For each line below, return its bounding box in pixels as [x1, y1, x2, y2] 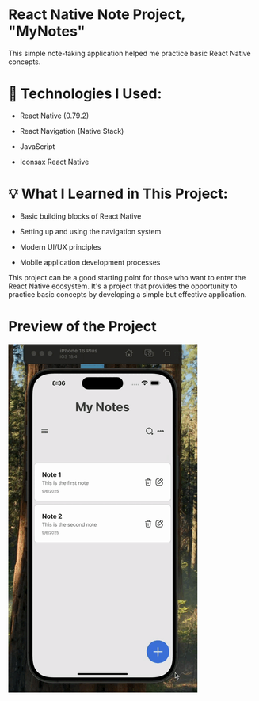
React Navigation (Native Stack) [19, 126, 124, 135]
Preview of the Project [8, 318, 157, 335]
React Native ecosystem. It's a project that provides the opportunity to [8, 281, 238, 291]
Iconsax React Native [19, 157, 90, 166]
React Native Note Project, [8, 6, 185, 24]
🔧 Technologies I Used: [8, 85, 162, 103]
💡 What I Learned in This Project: [8, 185, 228, 203]
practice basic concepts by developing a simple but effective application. [8, 289, 247, 299]
